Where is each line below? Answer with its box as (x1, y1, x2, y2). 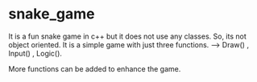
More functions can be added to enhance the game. (8, 64, 181, 73)
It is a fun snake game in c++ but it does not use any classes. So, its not (8, 31, 247, 41)
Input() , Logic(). (8, 48, 63, 58)
